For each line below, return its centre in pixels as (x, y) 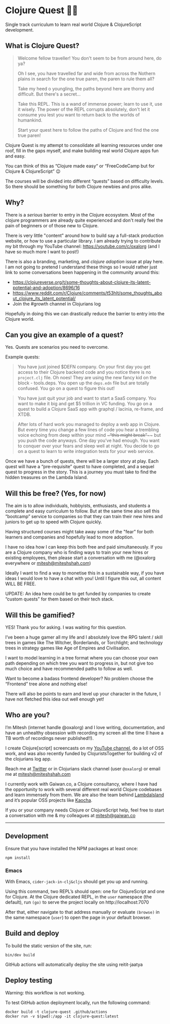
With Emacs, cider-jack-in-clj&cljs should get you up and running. (77, 881)
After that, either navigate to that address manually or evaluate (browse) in (82, 912)
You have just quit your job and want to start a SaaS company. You (87, 398)
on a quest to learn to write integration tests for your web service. (86, 451)
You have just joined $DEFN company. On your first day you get (84, 367)
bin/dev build (20, 955)
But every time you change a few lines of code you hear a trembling (88, 430)
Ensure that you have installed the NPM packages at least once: (72, 848)
